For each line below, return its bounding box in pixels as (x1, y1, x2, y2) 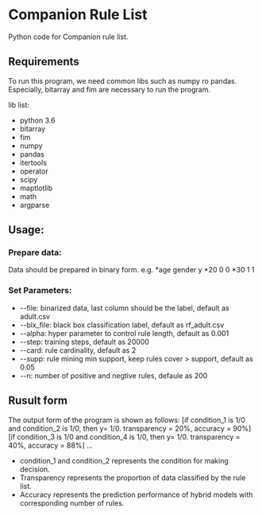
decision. (19, 464, 50, 474)
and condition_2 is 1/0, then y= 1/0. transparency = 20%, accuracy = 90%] (8, 424, 252, 433)
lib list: (8, 100, 30, 109)
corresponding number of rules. (19, 498, 125, 507)
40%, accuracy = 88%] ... (8, 440, 93, 450)
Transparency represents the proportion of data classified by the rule (19, 472, 246, 483)
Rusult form (8, 394, 68, 408)
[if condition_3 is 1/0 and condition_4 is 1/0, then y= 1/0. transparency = (8, 432, 241, 441)
